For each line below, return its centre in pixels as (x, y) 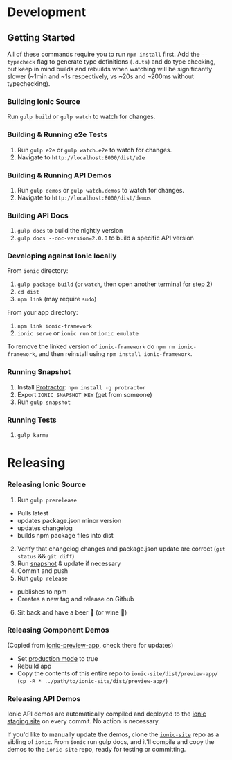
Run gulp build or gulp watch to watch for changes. (81, 117)
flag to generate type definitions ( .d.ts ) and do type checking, (126, 62)
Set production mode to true (57, 658)
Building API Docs (38, 215)
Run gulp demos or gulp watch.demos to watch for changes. (101, 190)
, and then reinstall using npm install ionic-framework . (114, 354)
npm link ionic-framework (54, 326)
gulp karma (33, 436)
